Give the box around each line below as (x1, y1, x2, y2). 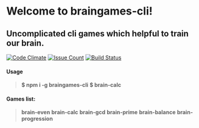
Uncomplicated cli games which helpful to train (6, 29, 189, 39)
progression (21, 115, 53, 123)
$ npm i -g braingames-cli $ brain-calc (21, 81, 122, 89)
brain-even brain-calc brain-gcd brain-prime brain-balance (21, 109, 176, 116)
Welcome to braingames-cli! (6, 4, 153, 18)
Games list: (6, 95, 36, 103)
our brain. (6, 38, 44, 48)
